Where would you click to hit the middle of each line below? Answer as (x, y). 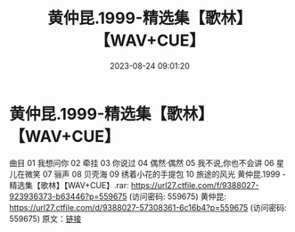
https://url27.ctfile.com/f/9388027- (195, 185)
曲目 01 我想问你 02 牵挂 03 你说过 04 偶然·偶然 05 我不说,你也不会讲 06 (142, 162)
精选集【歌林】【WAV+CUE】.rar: (69, 185)
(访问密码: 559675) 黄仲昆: (178, 196)
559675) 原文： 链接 (45, 219)
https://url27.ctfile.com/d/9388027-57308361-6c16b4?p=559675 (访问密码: (148, 207)
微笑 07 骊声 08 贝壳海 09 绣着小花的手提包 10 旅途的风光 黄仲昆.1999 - (156, 174)
